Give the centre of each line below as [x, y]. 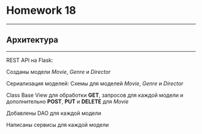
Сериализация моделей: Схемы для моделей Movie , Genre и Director [95, 83]
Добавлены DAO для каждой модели [54, 113]
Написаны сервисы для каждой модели [58, 124]
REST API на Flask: [30, 60]
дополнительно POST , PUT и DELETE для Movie [68, 101]
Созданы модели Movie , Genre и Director [59, 72]
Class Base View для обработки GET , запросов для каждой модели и [95, 95]
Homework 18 [41, 11]
